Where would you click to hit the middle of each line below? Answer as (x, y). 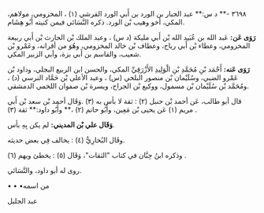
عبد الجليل (22, 201)
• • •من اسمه (28, 185)
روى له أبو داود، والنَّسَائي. (45, 170)
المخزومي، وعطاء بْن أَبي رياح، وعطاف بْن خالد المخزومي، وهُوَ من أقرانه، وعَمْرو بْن (129, 46)
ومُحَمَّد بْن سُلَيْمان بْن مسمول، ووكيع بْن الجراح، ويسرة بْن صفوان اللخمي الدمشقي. (128, 86)
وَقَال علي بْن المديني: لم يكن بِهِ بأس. (61, 125)
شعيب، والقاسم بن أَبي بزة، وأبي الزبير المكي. (74, 54)
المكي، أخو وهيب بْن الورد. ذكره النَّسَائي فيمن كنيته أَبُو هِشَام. (96, 22)
